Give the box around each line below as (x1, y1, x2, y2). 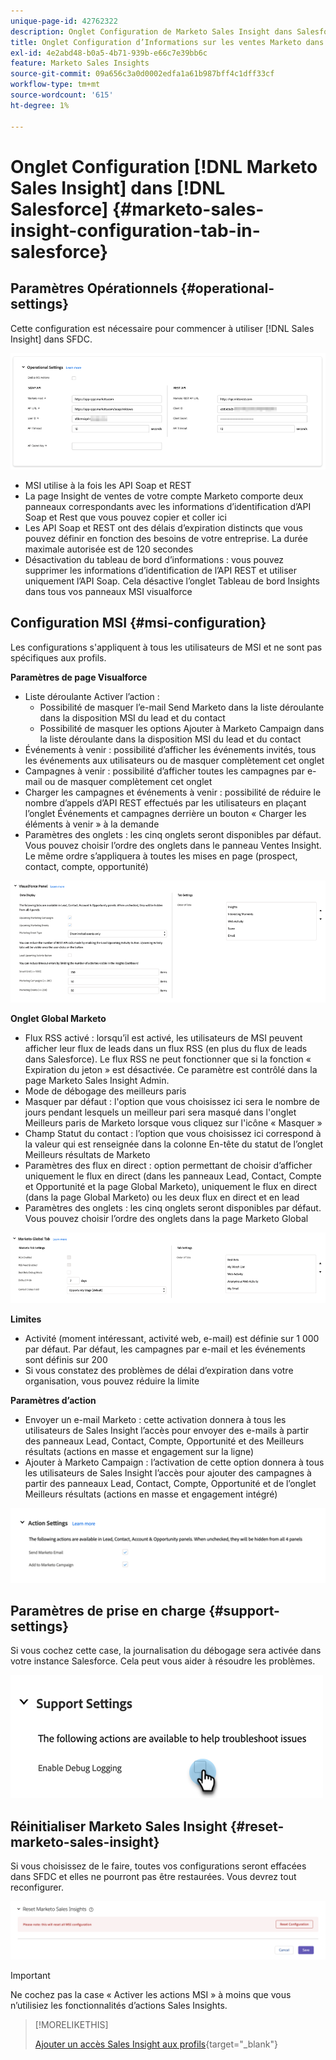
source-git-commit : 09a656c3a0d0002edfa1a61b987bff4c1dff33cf (10, 69, 275, 79)
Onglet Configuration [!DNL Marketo (10, 155, 318, 178)
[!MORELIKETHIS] (34, 2018, 109, 2030)
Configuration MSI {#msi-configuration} (10, 615, 267, 632)
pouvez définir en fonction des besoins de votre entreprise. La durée (24, 532, 308, 544)
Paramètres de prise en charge (10, 1603, 207, 1620)
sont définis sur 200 (24, 1353, 108, 1365)
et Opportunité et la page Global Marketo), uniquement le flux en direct (24, 1180, 318, 1192)
